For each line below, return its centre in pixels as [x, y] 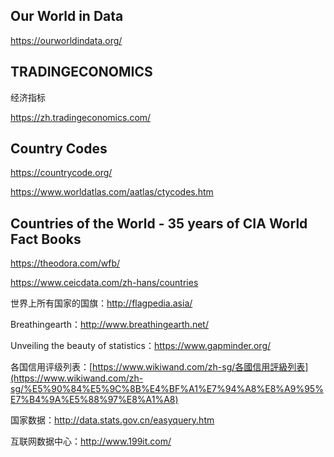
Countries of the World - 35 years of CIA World [159, 223]
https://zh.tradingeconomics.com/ [81, 117]
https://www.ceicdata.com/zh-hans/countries [104, 283]
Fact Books [46, 239]
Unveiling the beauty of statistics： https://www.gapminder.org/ [141, 346]
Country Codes [59, 149]
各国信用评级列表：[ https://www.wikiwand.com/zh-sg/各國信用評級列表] [159, 367]
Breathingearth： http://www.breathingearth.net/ [109, 325]
